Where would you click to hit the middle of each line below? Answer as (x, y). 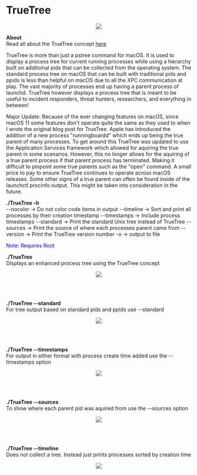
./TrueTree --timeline (32, 448)
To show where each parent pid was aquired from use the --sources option (97, 408)
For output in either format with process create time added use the (87, 356)
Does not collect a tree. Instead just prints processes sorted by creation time (99, 454)
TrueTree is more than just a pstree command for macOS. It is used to (90, 55)
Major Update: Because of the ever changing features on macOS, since (93, 116)
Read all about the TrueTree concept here (56, 44)
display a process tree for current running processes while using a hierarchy (98, 61)
